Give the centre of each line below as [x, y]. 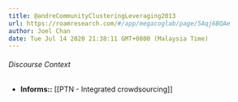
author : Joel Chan [39, 31]
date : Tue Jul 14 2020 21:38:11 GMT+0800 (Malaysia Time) [108, 38]
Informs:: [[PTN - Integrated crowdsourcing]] [96, 89]
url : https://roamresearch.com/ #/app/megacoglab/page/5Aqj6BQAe [119, 23]
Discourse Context [39, 64]
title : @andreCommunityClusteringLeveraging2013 [92, 16]
